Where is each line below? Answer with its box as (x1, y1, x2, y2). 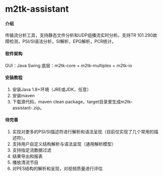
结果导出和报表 (12, 153, 43, 159)
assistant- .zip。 (12, 104, 44, 111)
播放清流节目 (12, 159, 38, 165)
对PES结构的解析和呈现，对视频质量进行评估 (12, 166, 103, 171)
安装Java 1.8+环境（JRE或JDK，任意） (12, 86, 92, 92)
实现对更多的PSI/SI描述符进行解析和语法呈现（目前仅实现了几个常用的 (12, 129, 154, 134)
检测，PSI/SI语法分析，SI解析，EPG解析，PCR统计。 (9, 38, 117, 45)
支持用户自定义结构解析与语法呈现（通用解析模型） (12, 141, 116, 147)
